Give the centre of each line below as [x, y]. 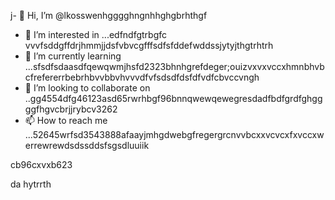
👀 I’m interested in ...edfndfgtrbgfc [96, 34]
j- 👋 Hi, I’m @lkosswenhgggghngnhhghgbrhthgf [109, 15]
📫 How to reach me [66, 120]
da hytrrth [31, 184]
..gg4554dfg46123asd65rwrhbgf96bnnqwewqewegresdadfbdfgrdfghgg [173, 98]
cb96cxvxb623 [41, 164]
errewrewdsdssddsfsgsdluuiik [87, 145]
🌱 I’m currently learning [73, 56]
